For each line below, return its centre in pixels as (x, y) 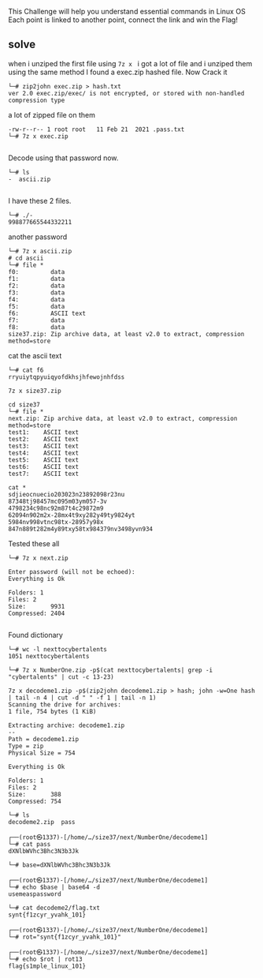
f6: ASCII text (47, 313)
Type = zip (26, 746)
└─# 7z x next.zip (38, 558)
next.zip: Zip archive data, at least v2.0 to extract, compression (123, 418)
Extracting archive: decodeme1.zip (67, 725)
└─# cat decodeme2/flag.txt (54, 908)
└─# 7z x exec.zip (38, 136)
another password (38, 237)
